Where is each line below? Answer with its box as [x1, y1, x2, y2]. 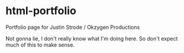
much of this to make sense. [5, 41, 75, 48]
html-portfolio [5, 4, 77, 18]
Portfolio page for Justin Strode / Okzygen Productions [5, 24, 140, 31]
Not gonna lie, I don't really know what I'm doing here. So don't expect [5, 35, 178, 42]
